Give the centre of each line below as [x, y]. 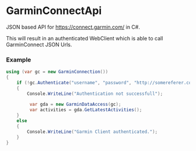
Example [19, 60]
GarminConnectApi [54, 11]
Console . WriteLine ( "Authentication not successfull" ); [95, 94]
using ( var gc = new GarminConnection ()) [57, 72]
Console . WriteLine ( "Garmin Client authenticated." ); [92, 132]
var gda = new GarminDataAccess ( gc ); [75, 104]
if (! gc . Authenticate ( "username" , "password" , [74, 83]
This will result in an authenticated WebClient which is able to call [85, 38]
